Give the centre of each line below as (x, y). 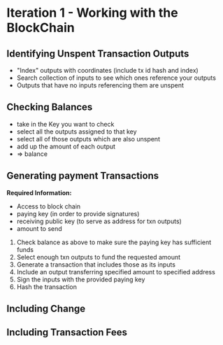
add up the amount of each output (66, 146)
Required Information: (39, 192)
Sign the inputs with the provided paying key (81, 279)
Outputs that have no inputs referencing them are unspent (100, 85)
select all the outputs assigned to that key (77, 132)
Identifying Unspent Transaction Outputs (98, 54)
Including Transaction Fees (67, 333)
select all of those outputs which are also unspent (88, 139)
